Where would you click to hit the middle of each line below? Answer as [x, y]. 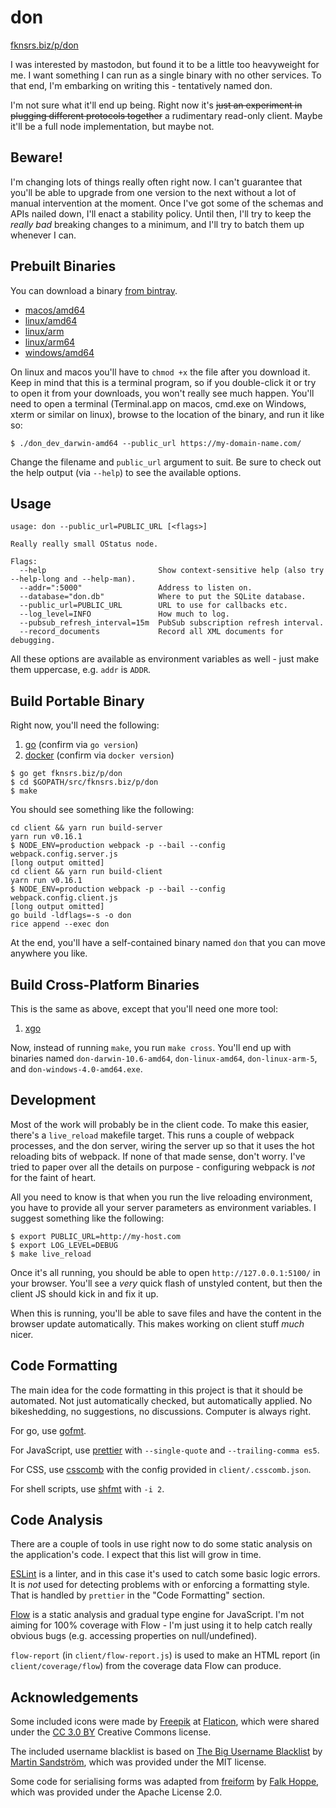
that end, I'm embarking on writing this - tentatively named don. [141, 85]
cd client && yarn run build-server [86, 828]
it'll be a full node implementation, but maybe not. [112, 126]
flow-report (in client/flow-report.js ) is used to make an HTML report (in [165, 1655]
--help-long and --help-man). [73, 579]
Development [53, 1100]
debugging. [33, 641]
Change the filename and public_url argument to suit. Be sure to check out [166, 462]
